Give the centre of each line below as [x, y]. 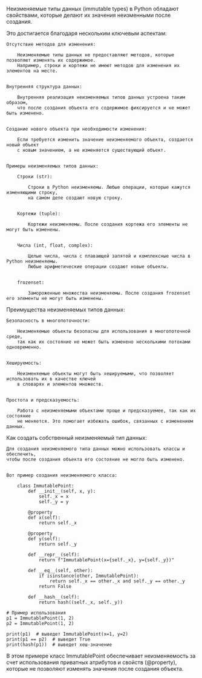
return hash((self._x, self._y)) [80, 602]
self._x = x [54, 497]
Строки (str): [35, 177]
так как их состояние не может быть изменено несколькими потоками [104, 342]
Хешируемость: [24, 363]
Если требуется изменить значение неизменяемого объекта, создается [105, 140]
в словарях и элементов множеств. [60, 384]
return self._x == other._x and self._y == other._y [117, 581]
